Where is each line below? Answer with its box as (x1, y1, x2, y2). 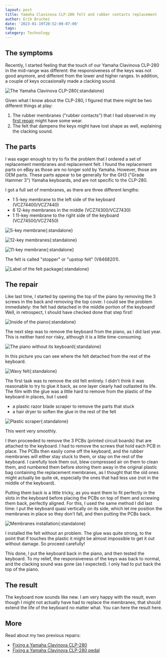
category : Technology (5, 30, 50, 35)
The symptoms (5, 49, 53, 57)
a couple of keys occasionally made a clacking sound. (5, 78, 116, 84)
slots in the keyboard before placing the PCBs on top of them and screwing (5, 495, 160, 501)
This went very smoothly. (5, 428, 57, 434)
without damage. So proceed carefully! (5, 541, 85, 547)
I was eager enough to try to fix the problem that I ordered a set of (5, 156, 141, 162)
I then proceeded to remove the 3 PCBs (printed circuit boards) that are (5, 438, 152, 444)
